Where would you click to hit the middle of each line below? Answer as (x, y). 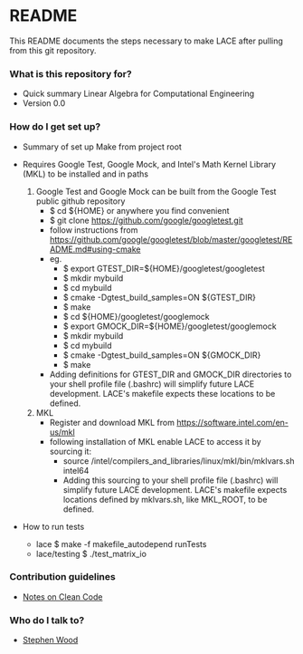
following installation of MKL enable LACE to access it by (155, 441)
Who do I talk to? (47, 620)
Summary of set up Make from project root (102, 147)
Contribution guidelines (62, 577)
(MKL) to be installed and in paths (85, 174)
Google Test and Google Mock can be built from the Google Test (156, 191)
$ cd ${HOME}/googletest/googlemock (136, 316)
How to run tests (53, 526)
